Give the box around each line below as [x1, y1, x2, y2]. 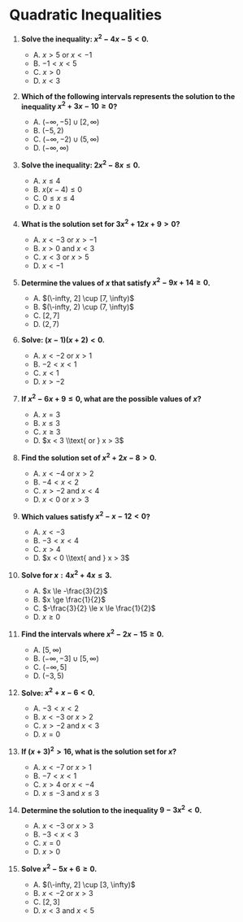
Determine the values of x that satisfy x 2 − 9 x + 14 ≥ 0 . [20, 276, 210, 288]
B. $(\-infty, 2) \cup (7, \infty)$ [33, 302, 135, 312]
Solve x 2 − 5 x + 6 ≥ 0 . [20, 863, 98, 874]
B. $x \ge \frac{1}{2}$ [33, 594, 106, 604]
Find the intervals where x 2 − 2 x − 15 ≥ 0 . [20, 628, 165, 639]
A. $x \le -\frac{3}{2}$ [33, 585, 108, 595]
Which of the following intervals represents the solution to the [20, 91, 236, 101]
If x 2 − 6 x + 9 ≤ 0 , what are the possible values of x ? [20, 393, 202, 403]
